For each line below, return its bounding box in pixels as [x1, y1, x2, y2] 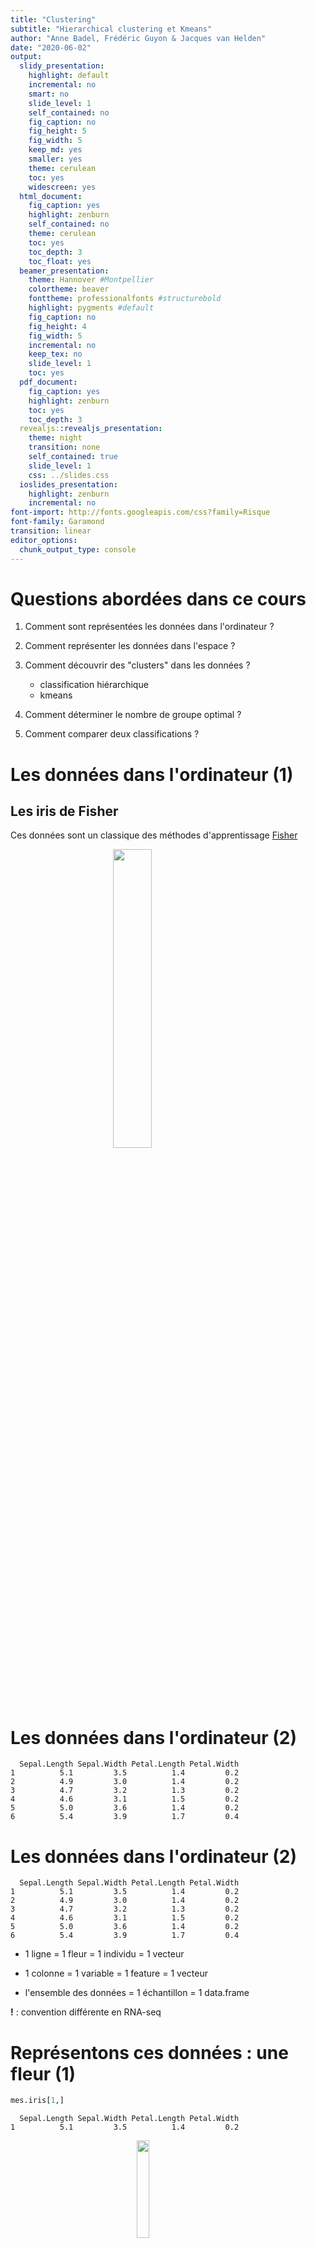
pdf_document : [19, 377, 78, 387]
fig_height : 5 [28, 126, 87, 136]
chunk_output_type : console [19, 544, 137, 555]
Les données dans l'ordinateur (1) [10, 763, 294, 786]
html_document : [19, 191, 83, 201]
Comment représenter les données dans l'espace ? [24, 640, 236, 652]
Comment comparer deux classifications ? [24, 728, 200, 740]
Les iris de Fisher [10, 803, 119, 820]
